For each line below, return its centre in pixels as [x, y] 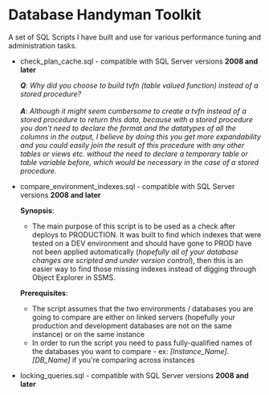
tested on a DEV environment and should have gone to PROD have [142, 243]
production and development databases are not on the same [132, 325]
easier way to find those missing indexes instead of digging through [144, 269]
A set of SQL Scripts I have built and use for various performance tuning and [135, 37]
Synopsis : [37, 210]
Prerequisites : [44, 293]
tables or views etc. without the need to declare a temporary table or [134, 154]
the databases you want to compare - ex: [100, 351]
